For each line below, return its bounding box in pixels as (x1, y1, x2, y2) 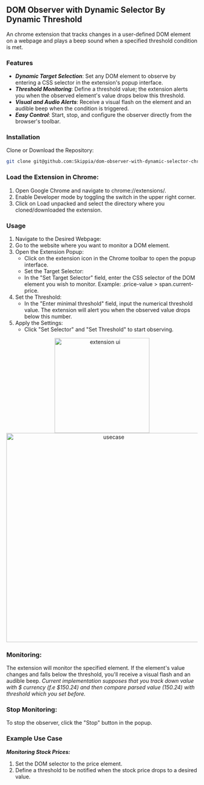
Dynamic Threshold (6, 15, 83, 25)
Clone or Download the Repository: (6, 147, 94, 154)
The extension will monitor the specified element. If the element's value (6, 665, 185, 672)
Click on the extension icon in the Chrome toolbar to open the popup (24, 254, 196, 262)
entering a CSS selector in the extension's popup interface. (15, 79, 163, 86)
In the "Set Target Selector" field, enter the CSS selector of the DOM (24, 274, 195, 281)
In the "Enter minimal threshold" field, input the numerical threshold (24, 299, 193, 307)
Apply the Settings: (15, 319, 63, 326)
